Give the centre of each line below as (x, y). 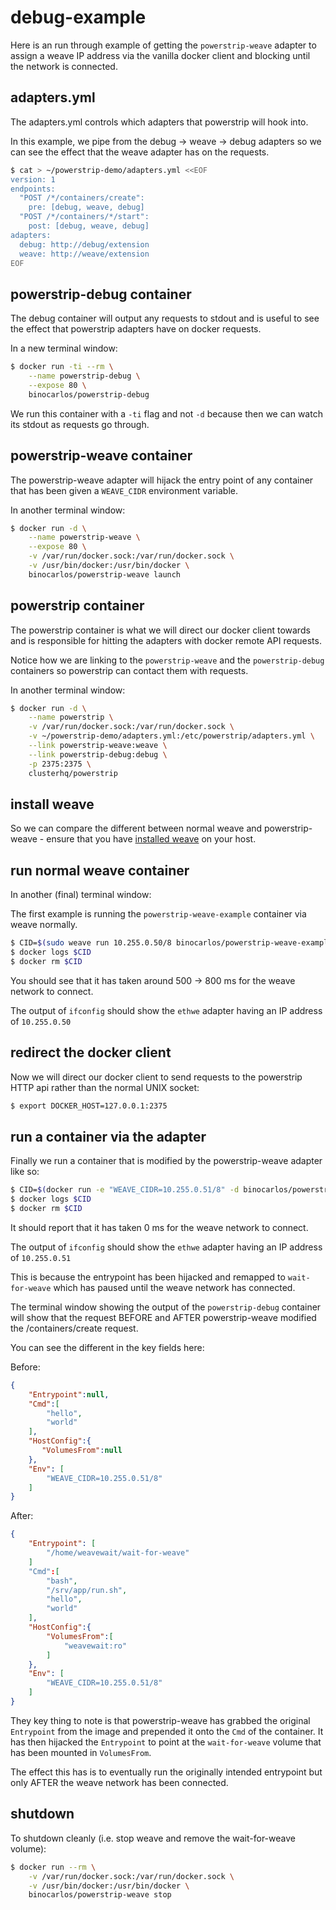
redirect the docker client (91, 1052)
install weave (52, 804)
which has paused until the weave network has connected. (174, 1287)
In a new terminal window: (64, 348)
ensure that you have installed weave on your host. (151, 839)
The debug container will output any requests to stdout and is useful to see (165, 318)
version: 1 (33, 179)
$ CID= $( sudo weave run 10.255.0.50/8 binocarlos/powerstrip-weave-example (171, 943)
